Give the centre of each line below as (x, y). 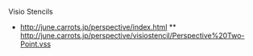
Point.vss (35, 44)
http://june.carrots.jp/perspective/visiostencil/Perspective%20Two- (132, 36)
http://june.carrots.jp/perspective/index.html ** (98, 27)
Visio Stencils (31, 12)
